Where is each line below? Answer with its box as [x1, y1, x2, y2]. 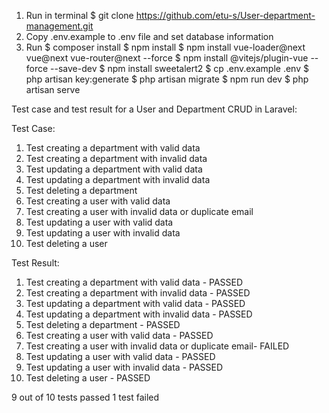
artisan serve [25, 84, 81, 95]
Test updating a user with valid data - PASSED [25, 351, 216, 362]
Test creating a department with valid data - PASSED [25, 276, 244, 288]
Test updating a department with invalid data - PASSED [25, 308, 253, 320]
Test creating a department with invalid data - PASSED [25, 287, 251, 299]
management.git [25, 20, 94, 32]
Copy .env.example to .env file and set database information [25, 31, 274, 42]
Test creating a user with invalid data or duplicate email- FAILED [25, 340, 290, 352]
